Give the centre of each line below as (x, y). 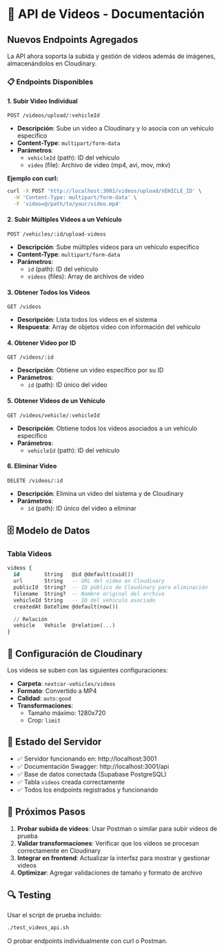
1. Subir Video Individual (42, 101)
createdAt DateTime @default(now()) (66, 607)
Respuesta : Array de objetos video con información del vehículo (109, 327)
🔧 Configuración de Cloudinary (75, 653)
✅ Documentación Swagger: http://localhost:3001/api (93, 766)
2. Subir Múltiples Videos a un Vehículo (64, 220)
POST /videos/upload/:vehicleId (53, 116)
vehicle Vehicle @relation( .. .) (64, 626)
